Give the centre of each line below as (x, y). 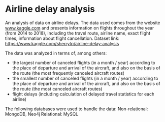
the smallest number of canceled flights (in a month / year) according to (85, 78)
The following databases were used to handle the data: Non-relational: (77, 109)
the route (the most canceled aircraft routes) (57, 89)
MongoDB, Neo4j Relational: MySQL (42, 114)
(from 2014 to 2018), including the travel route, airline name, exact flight (78, 33)
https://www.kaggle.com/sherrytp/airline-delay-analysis (62, 43)
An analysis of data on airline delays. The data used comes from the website (83, 23)
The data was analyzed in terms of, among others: (56, 53)
